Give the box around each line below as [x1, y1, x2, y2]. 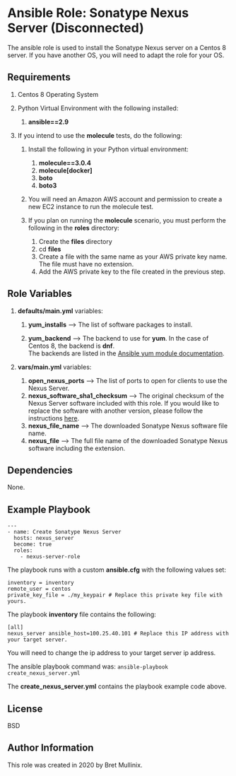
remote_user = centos [7, 585, 71, 593]
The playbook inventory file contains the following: [7, 610, 157, 619]
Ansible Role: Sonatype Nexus [7, 5, 189, 21]
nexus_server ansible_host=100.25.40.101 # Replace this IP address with [7, 630, 230, 637]
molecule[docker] [38, 166, 93, 175]
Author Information [7, 742, 94, 754]
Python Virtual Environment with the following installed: [17, 104, 179, 112]
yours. [7, 598, 27, 605]
